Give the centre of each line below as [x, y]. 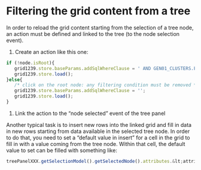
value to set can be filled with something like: [62, 150]
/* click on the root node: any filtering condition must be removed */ [106, 85]
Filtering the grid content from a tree [98, 11]
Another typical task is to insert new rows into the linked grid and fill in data [99, 125]
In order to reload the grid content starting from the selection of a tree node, [100, 28]
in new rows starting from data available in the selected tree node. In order [98, 131]
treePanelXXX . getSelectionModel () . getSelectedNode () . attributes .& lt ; [95, 161]
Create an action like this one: [51, 51]
